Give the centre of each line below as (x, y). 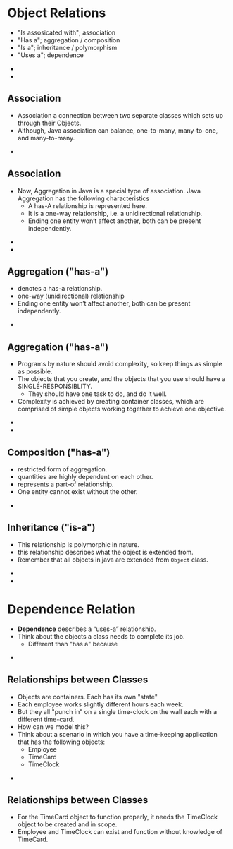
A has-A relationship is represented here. (88, 205)
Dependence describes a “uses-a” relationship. (87, 629)
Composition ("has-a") (59, 452)
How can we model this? (53, 727)
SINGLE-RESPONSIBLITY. (55, 387)
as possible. (35, 371)
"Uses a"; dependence (51, 55)
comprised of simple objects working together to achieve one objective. (122, 409)
